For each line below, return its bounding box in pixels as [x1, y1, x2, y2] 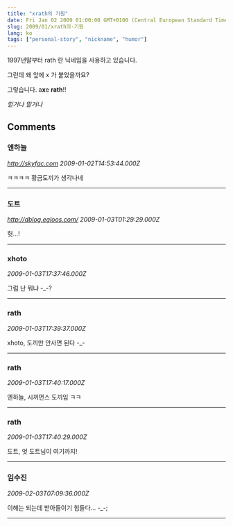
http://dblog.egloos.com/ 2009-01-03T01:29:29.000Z [7, 215, 160, 224]
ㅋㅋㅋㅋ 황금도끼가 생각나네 [7, 173, 84, 181]
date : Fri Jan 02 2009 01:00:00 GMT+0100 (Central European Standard [7, 17, 213, 24]
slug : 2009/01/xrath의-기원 [7, 23, 85, 30]
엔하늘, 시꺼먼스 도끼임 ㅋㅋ [7, 393, 82, 401]
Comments [7, 121, 56, 133]
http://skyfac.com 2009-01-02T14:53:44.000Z [7, 159, 141, 167]
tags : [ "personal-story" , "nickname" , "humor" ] [7, 36, 148, 43]
